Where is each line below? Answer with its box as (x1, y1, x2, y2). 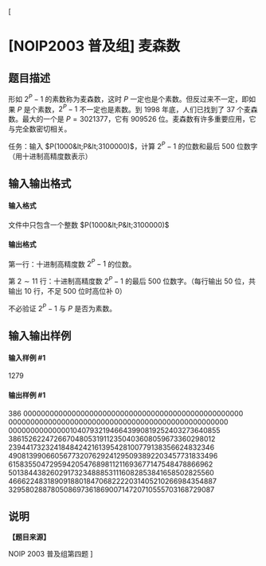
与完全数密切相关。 (8, 124, 72, 134)
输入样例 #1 (8, 353, 46, 362)
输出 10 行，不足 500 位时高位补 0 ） (8, 287, 127, 296)
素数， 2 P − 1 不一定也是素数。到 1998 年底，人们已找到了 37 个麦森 (37, 103, 258, 114)
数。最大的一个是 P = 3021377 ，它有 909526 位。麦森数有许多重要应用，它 (8, 115, 256, 124)
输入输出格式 (8, 177, 72, 190)
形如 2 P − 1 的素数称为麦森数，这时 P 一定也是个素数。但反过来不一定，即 (8, 93, 249, 103)
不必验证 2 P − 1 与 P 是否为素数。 (8, 303, 117, 313)
